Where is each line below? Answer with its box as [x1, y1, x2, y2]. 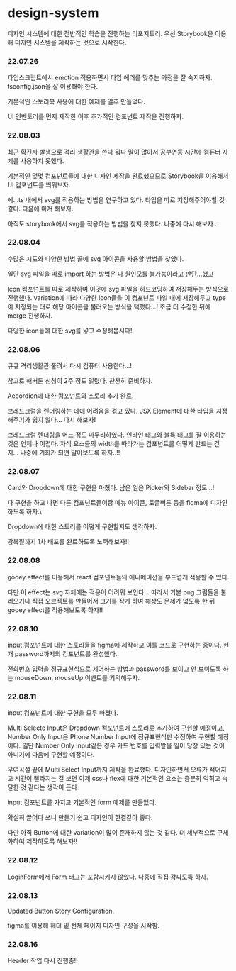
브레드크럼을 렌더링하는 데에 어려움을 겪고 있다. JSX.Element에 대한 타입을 [7, 406, 215, 416]
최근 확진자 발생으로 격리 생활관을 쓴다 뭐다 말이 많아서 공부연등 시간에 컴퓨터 [7, 148, 221, 156]
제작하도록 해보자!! [26, 837, 78, 845]
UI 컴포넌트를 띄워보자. [7, 180, 71, 189]
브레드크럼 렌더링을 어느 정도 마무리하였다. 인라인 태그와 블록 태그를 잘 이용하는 [7, 431, 227, 439]
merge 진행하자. [7, 311, 53, 320]
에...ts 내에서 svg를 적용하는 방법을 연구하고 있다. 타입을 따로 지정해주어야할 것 [7, 195, 225, 204]
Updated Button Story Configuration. [7, 906, 115, 915]
